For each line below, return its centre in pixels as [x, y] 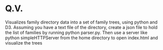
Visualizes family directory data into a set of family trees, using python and [81, 22]
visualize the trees [24, 43]
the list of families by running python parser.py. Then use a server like [76, 32]
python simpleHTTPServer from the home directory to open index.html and [82, 38]
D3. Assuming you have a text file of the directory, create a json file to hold [81, 27]
